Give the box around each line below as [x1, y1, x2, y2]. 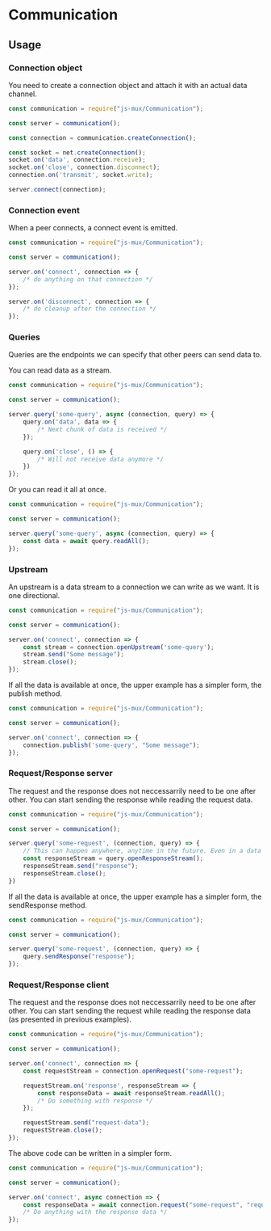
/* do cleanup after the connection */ [23, 305, 157, 313]
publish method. [8, 689, 63, 698]
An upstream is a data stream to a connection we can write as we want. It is [8, 582, 260, 592]
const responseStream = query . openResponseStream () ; [23, 854, 204, 862]
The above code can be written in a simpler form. [8, 1148, 172, 1157]
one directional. [8, 590, 60, 600]
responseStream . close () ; [23, 869, 106, 878]
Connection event [8, 204, 81, 216]
